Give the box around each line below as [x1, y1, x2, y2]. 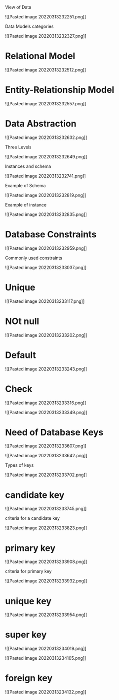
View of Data [5, 4, 32, 10]
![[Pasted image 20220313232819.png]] [5, 192, 86, 198]
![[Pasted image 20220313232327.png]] [5, 33, 86, 39]
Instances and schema [5, 163, 51, 169]
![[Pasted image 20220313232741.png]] [5, 173, 86, 179]
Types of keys [5, 462, 34, 468]
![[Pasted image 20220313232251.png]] [5, 14, 86, 19]
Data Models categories [5, 23, 54, 29]
